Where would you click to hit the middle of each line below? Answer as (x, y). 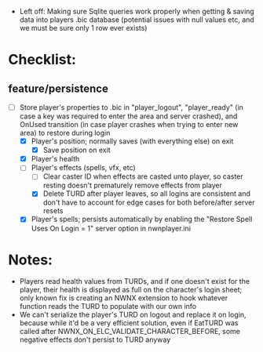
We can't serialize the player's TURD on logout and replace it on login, (133, 315)
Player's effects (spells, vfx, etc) (83, 168)
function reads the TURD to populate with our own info (108, 307)
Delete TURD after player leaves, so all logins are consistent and (147, 194)
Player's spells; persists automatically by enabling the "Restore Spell (142, 220)
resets (53, 211)
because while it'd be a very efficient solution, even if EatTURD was (129, 323)
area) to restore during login (65, 133)
